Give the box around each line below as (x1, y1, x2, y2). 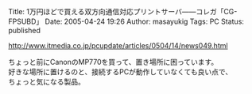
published (8, 26, 41, 35)
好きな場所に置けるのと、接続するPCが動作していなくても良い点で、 (8, 67, 233, 77)
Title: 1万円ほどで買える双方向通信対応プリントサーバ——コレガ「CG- (8, 7, 238, 16)
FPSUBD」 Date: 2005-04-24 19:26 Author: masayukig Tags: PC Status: (8, 17, 245, 26)
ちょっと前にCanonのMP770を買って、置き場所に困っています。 (8, 58, 219, 66)
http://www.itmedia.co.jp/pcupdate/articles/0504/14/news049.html (8, 41, 228, 50)
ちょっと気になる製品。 (8, 77, 85, 86)
